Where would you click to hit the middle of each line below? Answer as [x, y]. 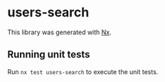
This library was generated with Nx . [59, 32]
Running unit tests [49, 55]
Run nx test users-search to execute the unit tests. [83, 71]
